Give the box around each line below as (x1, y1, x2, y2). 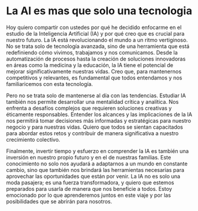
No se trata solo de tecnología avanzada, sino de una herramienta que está (6, 43, 190, 50)
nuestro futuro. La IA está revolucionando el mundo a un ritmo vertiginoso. (6, 36, 188, 43)
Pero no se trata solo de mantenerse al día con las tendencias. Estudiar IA (6, 92, 186, 99)
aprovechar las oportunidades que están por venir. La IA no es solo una (6, 172, 181, 180)
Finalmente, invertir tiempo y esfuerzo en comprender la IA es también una (6, 147, 189, 155)
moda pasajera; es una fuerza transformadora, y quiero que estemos (6, 179, 174, 186)
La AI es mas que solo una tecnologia (6, 4, 193, 18)
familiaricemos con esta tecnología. (6, 80, 93, 87)
